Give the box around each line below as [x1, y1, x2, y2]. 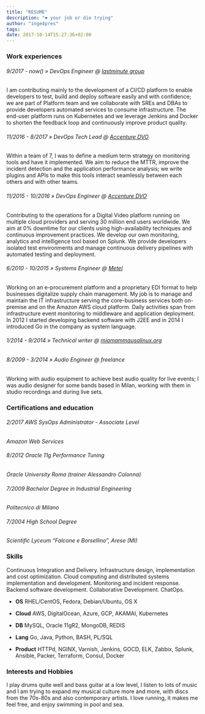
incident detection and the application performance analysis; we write [6, 165, 182, 173]
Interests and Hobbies [6, 667, 73, 676]
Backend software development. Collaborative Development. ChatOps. [6, 586, 185, 593]
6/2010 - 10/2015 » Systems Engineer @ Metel [6, 265, 123, 272]
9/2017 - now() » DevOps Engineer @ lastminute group [6, 67, 145, 74]
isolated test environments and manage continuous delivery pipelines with [6, 244, 193, 251]
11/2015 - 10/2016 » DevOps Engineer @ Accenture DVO [6, 192, 147, 200]
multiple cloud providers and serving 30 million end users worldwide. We [6, 218, 190, 225]
